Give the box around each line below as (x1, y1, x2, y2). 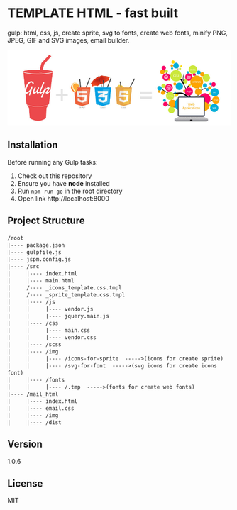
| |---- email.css (7, 404, 75, 412)
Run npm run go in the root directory (17, 187, 123, 195)
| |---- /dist (7, 418, 62, 426)
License (7, 477, 43, 489)
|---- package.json (7, 241, 65, 249)
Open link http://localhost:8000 (17, 194, 110, 203)
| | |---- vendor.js (7, 305, 94, 313)
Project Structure (7, 215, 85, 227)
